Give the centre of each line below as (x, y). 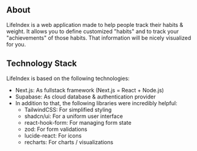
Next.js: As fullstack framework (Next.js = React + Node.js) (89, 90)
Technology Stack (42, 64)
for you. (16, 44)
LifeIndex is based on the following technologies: (68, 78)
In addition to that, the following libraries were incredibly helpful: (96, 103)
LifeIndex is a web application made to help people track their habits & (95, 24)
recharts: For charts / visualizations (69, 142)
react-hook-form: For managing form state (78, 122)
